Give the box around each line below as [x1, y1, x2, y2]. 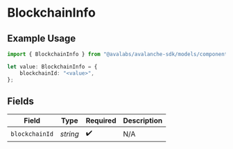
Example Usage [7, 33, 76, 44]
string [60, 129, 80, 139]
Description [123, 116, 163, 125]
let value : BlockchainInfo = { [7, 63, 98, 70]
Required [85, 116, 116, 125]
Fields [7, 95, 35, 107]
